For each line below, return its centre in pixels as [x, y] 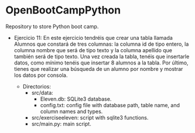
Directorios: [37, 86]
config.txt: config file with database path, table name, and [110, 105]
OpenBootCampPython [63, 10]
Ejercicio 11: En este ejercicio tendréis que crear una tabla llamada [93, 37]
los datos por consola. [41, 75]
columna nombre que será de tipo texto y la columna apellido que [93, 50]
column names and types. [71, 111]
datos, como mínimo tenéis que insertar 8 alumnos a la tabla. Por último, [101, 63]
